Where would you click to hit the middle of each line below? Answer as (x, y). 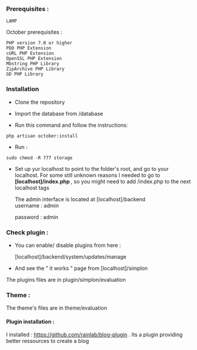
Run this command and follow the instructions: (71, 125)
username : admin (37, 205)
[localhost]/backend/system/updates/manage (70, 256)
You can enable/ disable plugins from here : (68, 245)
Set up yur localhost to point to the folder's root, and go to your (92, 168)
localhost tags (32, 187)
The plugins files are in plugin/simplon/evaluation (66, 279)
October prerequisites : (34, 32)
